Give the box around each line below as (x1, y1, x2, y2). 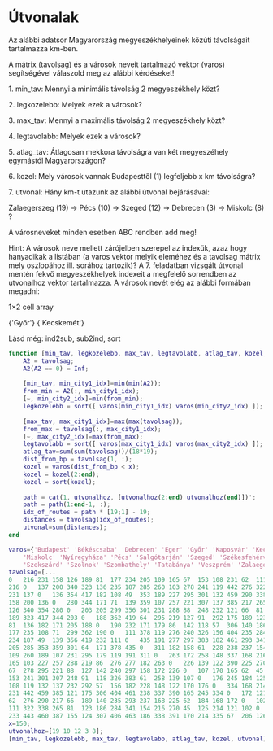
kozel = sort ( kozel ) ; (23, 478, 96, 486)
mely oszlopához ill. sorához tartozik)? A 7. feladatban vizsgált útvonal (8, 260, 244, 270)
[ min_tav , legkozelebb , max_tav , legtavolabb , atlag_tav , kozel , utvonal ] (8, 735, 267, 743)
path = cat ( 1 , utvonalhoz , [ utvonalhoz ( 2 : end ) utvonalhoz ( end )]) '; (23, 493, 257, 501)
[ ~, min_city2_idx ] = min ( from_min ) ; (23, 395, 144, 403)
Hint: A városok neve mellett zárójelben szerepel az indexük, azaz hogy (8, 242, 248, 252)
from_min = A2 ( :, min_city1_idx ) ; (23, 387, 140, 395)
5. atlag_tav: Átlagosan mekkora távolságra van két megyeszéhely (8, 146, 229, 156)
